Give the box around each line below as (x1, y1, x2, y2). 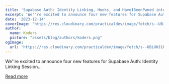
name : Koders (10, 30, 37, 35)
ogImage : (5, 40, 24, 45)
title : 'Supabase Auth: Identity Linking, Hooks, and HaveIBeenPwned (5, 7, 154, 12)
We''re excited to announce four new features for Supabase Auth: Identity (5, 58, 158, 64)
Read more (5, 73, 28, 79)
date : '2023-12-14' (5, 16, 46, 21)
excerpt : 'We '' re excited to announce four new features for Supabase (5, 12, 156, 17)
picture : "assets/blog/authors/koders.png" (10, 35, 102, 40)
